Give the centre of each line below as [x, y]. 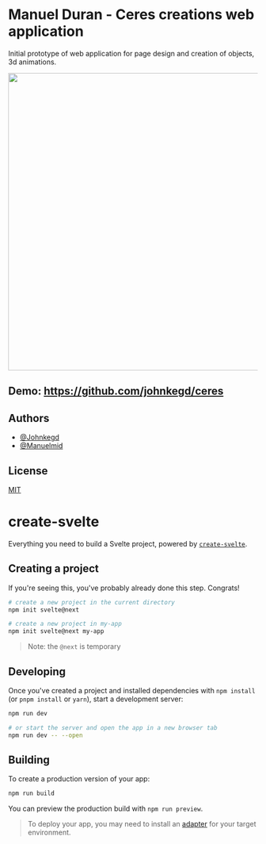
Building [29, 760]
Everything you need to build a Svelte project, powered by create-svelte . [128, 543]
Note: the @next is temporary [74, 646]
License [28, 471]
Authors [29, 418]
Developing [37, 671]
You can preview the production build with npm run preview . [106, 809]
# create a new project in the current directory [92, 602]
